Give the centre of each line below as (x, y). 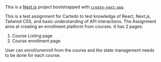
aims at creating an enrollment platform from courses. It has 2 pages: (74, 26)
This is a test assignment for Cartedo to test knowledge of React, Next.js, (78, 16)
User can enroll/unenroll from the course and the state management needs (80, 50)
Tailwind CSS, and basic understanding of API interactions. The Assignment (81, 21)
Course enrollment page (36, 41)
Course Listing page (32, 36)
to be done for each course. (33, 55)
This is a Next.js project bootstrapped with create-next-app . (65, 7)
